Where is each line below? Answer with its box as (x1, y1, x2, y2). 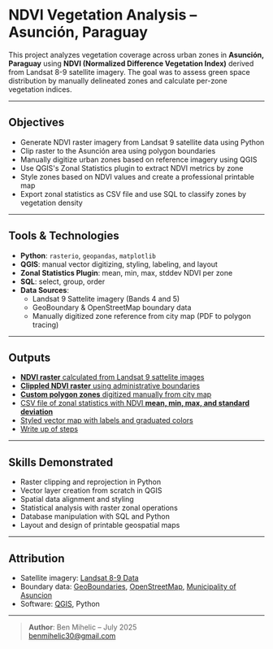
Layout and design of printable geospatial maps (19, 521, 180, 530)
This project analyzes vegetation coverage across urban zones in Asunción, (8, 50, 264, 59)
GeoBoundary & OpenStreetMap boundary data (32, 303, 192, 312)
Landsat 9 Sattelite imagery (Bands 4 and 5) (32, 294, 180, 303)
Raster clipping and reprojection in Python (19, 477, 162, 487)
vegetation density (19, 198, 83, 207)
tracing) (32, 320, 59, 329)
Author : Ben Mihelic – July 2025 (28, 622, 137, 632)
